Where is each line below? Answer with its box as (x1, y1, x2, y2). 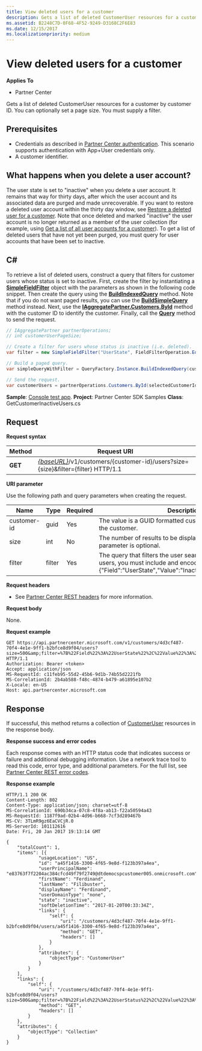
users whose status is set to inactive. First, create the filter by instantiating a (6, 277, 195, 285)
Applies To (6, 77, 34, 84)
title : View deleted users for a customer (6, 8, 114, 15)
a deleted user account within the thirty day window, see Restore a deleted (6, 205, 191, 212)
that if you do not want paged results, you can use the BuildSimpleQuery (6, 296, 188, 304)
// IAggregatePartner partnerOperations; (6, 327, 112, 333)
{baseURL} (38, 457, 69, 466)
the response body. (6, 726, 55, 733)
